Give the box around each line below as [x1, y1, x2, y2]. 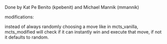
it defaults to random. [4, 34, 49, 40]
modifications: [4, 14, 34, 19]
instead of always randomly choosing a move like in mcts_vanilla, [4, 23, 138, 29]
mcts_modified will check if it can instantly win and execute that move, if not [4, 29, 162, 34]
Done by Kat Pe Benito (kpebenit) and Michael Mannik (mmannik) [4, 4, 139, 10]
